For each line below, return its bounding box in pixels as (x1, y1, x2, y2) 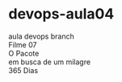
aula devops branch (8, 31, 74, 41)
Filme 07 (8, 39, 37, 49)
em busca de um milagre (8, 57, 91, 67)
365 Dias (8, 65, 39, 75)
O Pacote (8, 48, 40, 58)
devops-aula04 (8, 5, 115, 23)
